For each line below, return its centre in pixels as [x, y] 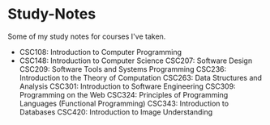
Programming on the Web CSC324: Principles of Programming [124, 94]
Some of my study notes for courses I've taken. [87, 36]
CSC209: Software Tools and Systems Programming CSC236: [123, 69]
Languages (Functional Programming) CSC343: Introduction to [124, 103]
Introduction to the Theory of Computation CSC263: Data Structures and [141, 77]
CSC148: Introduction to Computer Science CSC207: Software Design [136, 60]
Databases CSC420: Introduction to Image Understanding [116, 112]
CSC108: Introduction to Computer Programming [101, 52]
